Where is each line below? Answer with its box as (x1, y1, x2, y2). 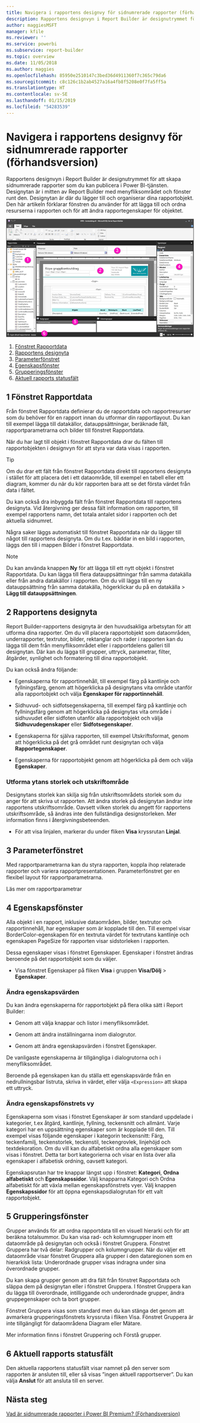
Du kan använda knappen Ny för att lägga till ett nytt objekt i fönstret (6, 565, 174, 572)
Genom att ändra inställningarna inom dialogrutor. (14, 1031, 137, 1038)
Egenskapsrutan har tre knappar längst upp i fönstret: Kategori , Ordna (6, 1169, 180, 1176)
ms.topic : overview (6, 54, 55, 60)
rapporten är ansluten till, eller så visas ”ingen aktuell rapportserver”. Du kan (6, 1371, 193, 1378)
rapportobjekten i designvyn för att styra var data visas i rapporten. (6, 444, 171, 452)
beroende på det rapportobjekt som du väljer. (6, 955, 118, 963)
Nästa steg (6, 1394, 48, 1405)
